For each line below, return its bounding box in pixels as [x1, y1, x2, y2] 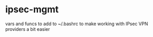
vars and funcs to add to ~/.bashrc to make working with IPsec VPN [5, 21, 148, 27]
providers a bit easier [5, 26, 50, 32]
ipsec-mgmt [5, 4, 59, 15]
